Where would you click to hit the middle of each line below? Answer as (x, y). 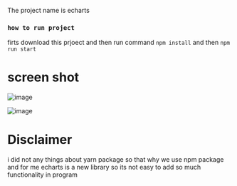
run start (22, 49)
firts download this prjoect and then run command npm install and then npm (118, 43)
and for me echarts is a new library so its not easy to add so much (104, 167)
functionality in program (43, 175)
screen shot (43, 77)
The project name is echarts (49, 10)
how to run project (41, 27)
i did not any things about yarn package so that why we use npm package (116, 160)
